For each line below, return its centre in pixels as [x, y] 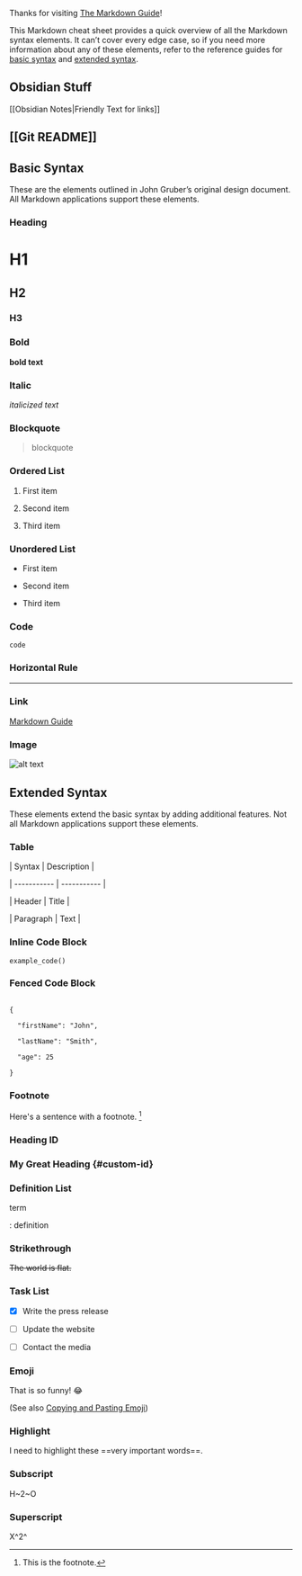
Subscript [31, 1474]
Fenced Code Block [53, 983]
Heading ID [34, 1140]
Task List [29, 1292]
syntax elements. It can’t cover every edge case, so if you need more [138, 40]
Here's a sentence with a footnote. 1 [75, 1116]
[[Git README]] [53, 137]
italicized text [34, 405]
